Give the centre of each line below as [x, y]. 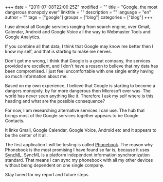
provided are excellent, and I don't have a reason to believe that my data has [81, 66]
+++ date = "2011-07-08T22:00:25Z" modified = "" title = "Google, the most [81, 7]
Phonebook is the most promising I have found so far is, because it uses [77, 150]
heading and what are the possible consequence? [55, 101]
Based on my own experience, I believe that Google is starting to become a [80, 86]
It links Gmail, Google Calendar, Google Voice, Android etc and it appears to [81, 130]
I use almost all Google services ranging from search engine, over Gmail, [78, 27]
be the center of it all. [26, 135]
